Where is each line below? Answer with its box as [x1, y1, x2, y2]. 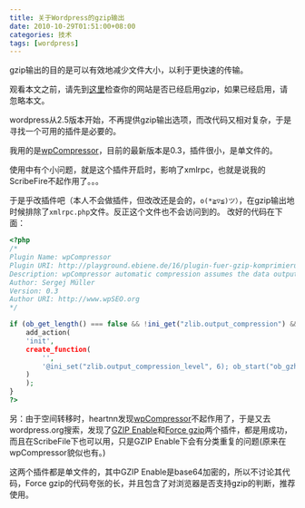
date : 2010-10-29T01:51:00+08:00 [9, 22, 136, 31]
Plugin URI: [9, 260, 54, 270]
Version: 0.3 [9, 287, 59, 296]
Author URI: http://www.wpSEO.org [9, 295, 141, 304]
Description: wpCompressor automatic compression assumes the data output [9, 269, 299, 278]
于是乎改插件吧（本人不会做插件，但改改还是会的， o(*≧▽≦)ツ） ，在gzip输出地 [9, 195, 295, 206]
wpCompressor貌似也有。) [9, 446, 106, 458]
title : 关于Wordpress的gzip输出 [9, 13, 125, 23]
